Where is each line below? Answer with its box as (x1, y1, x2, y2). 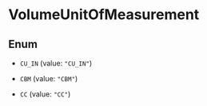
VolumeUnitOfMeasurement (8, 6, 200, 24)
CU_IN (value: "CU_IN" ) (19, 58, 93, 68)
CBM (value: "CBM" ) (19, 74, 78, 83)
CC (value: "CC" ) (19, 89, 71, 99)
